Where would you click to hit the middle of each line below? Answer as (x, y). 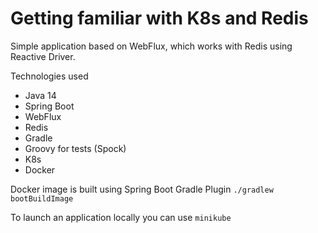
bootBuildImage (42, 198)
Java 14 (40, 95)
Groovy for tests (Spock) (75, 148)
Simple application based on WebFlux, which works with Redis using (151, 46)
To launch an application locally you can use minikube (121, 217)
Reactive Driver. (43, 56)
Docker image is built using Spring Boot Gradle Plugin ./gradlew (142, 189)
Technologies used (49, 76)
